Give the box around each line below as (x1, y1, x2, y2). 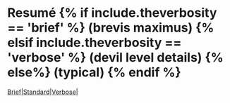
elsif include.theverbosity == (7, 35, 182, 50)
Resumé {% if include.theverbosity (7, 5, 217, 21)
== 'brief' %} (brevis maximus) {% (7, 20, 214, 36)
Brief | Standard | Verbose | (7, 88, 79, 96)
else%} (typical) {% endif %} (7, 64, 181, 81)
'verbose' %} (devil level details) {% (7, 50, 224, 66)
